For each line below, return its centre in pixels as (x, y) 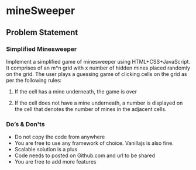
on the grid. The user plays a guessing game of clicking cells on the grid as (97, 74)
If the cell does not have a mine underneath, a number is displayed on (99, 103)
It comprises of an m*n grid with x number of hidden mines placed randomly (98, 68)
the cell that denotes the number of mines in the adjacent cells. (90, 109)
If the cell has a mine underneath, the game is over (76, 91)
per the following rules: (34, 80)
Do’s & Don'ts (25, 124)
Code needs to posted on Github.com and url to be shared (85, 155)
